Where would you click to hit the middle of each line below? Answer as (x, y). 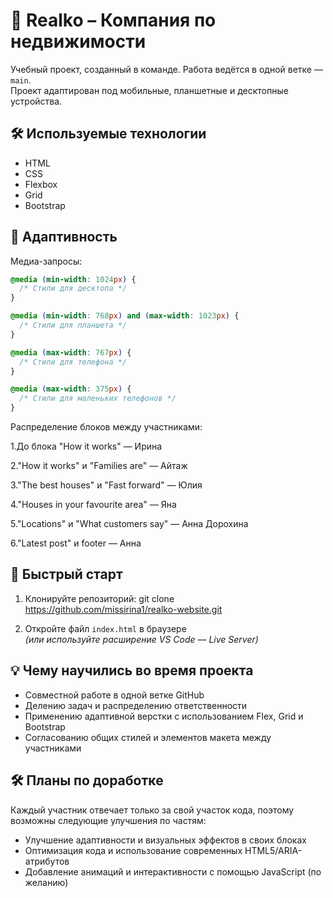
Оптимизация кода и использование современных (133, 850)
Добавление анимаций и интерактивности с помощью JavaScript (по (173, 871)
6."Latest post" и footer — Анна (76, 543)
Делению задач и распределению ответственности (136, 705)
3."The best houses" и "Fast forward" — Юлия (106, 485)
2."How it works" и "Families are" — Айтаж (99, 466)
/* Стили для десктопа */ (73, 289)
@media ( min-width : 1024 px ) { (73, 279)
